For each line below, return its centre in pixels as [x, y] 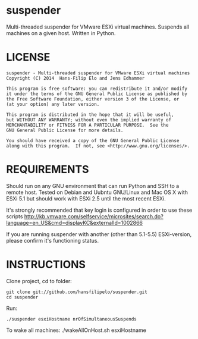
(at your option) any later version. [53, 104]
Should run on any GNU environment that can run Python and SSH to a [93, 186]
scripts [15, 216]
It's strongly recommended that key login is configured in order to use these [99, 210]
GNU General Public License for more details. [65, 130]
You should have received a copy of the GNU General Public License [93, 140]
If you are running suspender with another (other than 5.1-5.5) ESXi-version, [99, 234]
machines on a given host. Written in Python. [61, 33]
